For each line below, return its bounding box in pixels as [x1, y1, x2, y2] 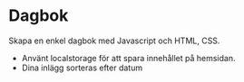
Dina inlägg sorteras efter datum [21, 62, 142, 73]
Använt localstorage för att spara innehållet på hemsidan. [21, 52, 236, 63]
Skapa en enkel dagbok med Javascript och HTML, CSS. [8, 35, 220, 46]
